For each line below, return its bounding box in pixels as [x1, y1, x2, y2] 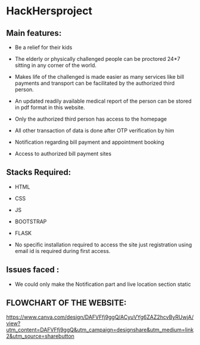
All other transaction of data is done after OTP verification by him [14, 127, 174, 134]
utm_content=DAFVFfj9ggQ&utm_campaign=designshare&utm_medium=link [6, 326, 194, 334]
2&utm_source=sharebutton [6, 332, 74, 340]
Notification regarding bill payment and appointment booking [14, 138, 165, 146]
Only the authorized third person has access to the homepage [14, 115, 167, 122]
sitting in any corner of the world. [14, 61, 97, 69]
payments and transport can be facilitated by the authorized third [14, 79, 175, 87]
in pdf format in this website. [14, 104, 85, 111]
